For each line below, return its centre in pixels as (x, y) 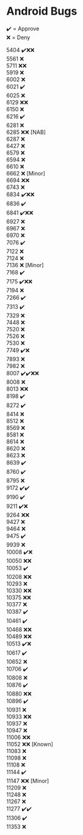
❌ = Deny (18, 37)
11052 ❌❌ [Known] (30, 744)
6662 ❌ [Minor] (26, 173)
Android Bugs (42, 11)
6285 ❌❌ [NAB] (26, 132)
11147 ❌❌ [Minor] (28, 781)
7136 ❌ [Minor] (25, 265)
